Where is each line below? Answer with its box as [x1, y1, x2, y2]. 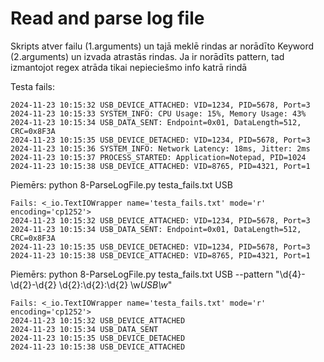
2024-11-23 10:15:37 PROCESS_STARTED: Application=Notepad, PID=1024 [10, 152, 307, 162]
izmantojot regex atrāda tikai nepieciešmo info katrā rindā [10, 61, 248, 73]
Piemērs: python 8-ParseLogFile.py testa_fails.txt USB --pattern [10, 268, 274, 280]
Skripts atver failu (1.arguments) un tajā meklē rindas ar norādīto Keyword [10, 40, 315, 52]
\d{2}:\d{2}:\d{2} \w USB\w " [58, 278, 173, 291]
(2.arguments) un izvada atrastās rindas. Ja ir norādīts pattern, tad [10, 50, 285, 62]
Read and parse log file [10, 7, 205, 30]
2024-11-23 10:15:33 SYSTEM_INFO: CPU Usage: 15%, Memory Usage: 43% [10, 108, 307, 119]
